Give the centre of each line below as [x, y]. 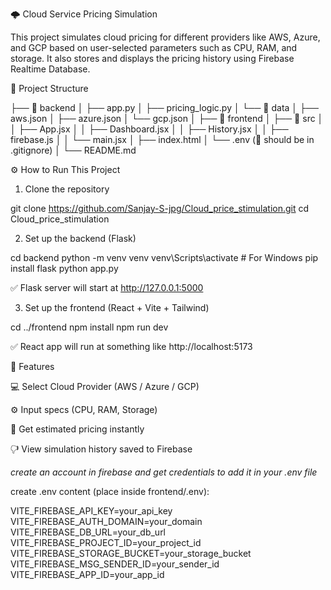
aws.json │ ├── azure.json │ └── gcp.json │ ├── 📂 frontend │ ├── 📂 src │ [167, 118]
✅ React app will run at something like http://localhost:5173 [131, 346]
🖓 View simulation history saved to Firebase [101, 449]
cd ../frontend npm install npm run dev [89, 327]
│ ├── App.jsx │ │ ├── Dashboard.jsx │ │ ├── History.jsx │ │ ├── [149, 129]
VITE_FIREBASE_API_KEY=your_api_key [91, 511]
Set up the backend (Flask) [80, 238]
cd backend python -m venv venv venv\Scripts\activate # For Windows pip [164, 257]
